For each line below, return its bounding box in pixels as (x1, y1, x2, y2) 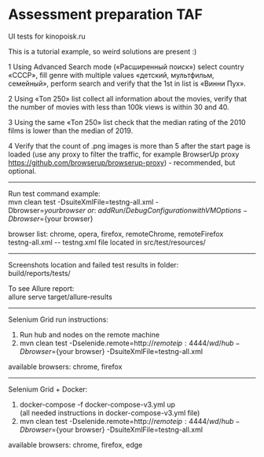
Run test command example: (8, 189, 101, 198)
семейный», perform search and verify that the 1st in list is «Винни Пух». (8, 79, 246, 88)
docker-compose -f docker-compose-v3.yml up (19, 400, 175, 409)
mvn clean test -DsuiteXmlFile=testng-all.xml (8, 197, 154, 206)
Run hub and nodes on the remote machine (19, 330, 159, 339)
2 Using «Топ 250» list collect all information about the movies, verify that (8, 94, 247, 103)
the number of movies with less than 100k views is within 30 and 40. (8, 102, 229, 112)
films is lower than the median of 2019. (8, 126, 134, 135)
